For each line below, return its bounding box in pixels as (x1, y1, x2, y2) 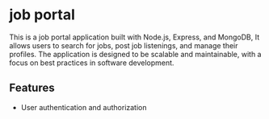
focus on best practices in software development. (9, 58, 174, 68)
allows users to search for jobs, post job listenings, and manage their (9, 40, 238, 50)
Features (9, 81, 55, 95)
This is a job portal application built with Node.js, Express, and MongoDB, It (9, 32, 260, 42)
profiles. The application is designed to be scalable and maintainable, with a (9, 49, 262, 59)
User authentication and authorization (20, 102, 148, 112)
